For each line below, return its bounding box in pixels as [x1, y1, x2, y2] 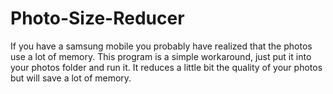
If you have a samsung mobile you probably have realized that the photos [10, 40, 313, 52]
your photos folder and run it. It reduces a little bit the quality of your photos [10, 61, 323, 73]
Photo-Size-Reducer [10, 7, 185, 30]
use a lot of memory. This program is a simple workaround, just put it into [10, 50, 312, 62]
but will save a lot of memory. [10, 72, 132, 84]
